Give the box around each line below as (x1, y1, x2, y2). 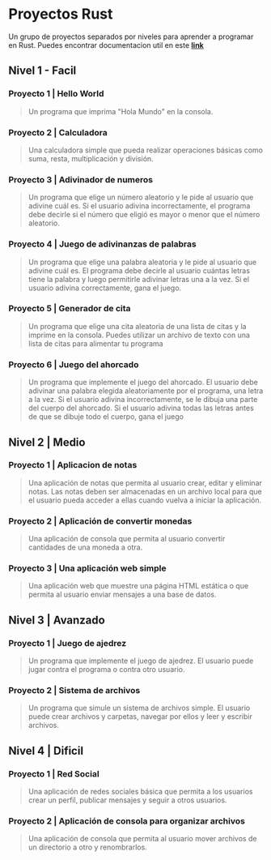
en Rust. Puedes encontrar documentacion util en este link (8, 40, 204, 49)
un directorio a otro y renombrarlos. (28, 842, 147, 852)
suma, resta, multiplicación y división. (28, 153, 154, 163)
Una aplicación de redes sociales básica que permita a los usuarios (28, 787, 253, 797)
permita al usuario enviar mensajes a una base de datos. (28, 589, 217, 600)
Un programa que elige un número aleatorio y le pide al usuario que (28, 192, 254, 203)
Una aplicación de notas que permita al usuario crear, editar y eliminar (28, 477, 263, 487)
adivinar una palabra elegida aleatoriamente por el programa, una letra (28, 386, 264, 396)
